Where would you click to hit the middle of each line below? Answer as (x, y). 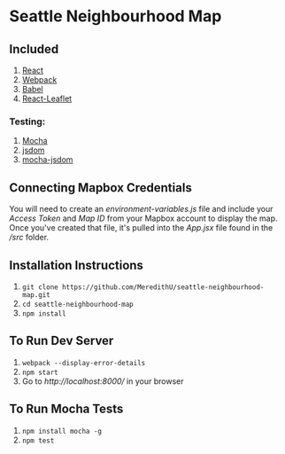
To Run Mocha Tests (66, 409)
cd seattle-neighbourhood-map (78, 304)
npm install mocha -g (62, 431)
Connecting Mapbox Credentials (100, 188)
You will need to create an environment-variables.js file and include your (141, 209)
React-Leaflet (47, 98)
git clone (40, 287)
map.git (36, 294)
